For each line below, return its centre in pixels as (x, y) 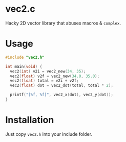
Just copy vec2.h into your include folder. (49, 134)
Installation (30, 120)
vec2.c (20, 9)
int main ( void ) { (24, 66)
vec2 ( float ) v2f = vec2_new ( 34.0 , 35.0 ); (55, 76)
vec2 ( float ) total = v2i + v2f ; (45, 81)
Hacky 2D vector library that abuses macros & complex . (63, 23)
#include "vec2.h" (25, 57)
